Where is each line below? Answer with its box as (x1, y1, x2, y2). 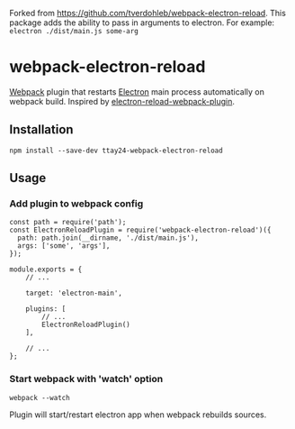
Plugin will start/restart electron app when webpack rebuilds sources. (9, 409, 267, 420)
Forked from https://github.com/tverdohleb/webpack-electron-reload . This (9, 8, 286, 18)
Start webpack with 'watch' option (9, 373, 164, 386)
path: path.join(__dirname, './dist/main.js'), (17, 233, 200, 242)
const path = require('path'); (9, 218, 127, 227)
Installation (9, 122, 74, 138)
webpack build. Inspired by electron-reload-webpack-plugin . (9, 96, 236, 106)
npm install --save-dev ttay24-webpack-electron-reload (9, 146, 223, 155)
